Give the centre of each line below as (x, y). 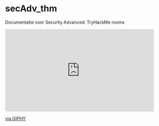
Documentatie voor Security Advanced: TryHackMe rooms (65, 22)
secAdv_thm (31, 9)
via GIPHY (16, 118)
